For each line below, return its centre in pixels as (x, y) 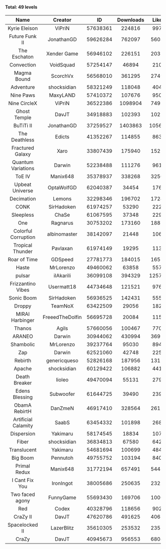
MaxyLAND (62, 95)
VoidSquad (62, 65)
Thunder (23, 251)
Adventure (23, 87)
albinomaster (62, 234)
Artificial (23, 420)
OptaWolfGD (62, 187)
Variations (23, 169)
